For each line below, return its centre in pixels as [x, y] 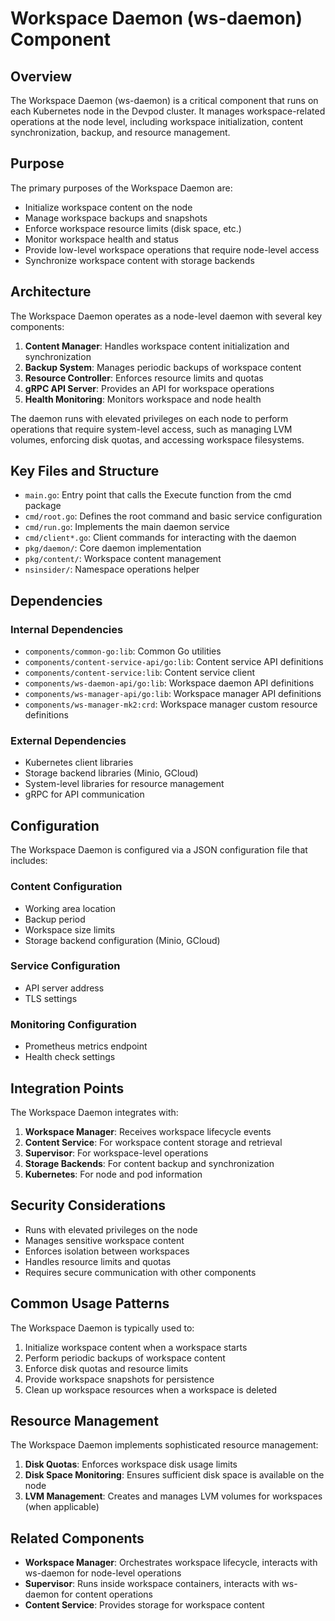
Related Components [77, 1538]
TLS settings [51, 998]
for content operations [107, 1594]
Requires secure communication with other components [140, 1272]
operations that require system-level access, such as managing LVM [151, 429]
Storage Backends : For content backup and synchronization [149, 1163]
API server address [64, 988]
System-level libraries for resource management [124, 784]
